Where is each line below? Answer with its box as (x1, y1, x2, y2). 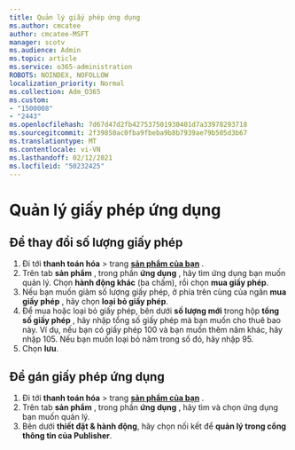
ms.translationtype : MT (9, 137, 97, 146)
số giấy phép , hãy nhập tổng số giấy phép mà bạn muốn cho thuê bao (21, 315, 282, 326)
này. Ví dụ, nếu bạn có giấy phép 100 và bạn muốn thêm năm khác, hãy (21, 325, 283, 336)
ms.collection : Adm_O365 (9, 87, 101, 96)
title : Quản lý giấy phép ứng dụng (9, 12, 141, 22)
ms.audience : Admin (9, 46, 82, 55)
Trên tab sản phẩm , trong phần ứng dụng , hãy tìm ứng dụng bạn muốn (21, 268, 286, 279)
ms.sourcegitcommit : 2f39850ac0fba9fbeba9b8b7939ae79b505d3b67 (9, 129, 248, 138)
